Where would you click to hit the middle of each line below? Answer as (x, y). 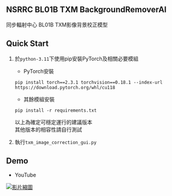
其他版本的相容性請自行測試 (48, 129)
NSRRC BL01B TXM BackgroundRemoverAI (86, 10)
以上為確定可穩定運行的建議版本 (53, 122)
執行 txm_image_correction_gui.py (56, 142)
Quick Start (27, 44)
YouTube (25, 175)
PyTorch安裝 (39, 71)
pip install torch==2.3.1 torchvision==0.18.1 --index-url (89, 82)
